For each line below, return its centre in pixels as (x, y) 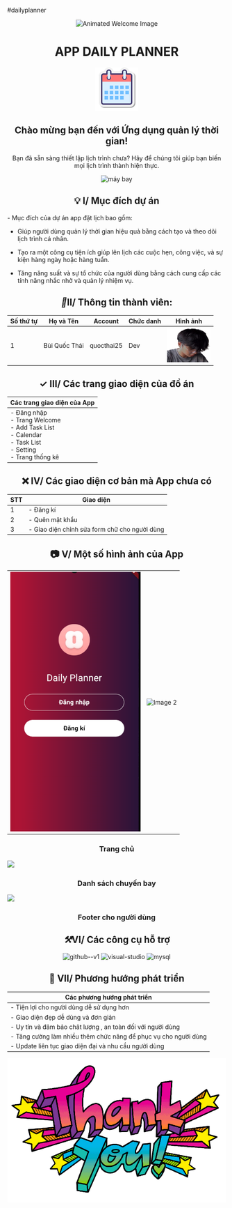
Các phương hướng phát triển (109, 997)
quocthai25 (106, 346)
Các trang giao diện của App (52, 402)
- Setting (23, 450)
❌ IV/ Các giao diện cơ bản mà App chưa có (117, 481)
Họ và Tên (64, 321)
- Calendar (26, 435)
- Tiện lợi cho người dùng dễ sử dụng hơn (70, 1007)
